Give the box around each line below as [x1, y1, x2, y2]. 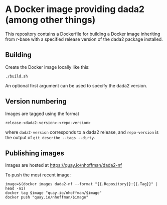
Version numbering [5, 97, 67, 106]
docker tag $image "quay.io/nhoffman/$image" [5, 190, 102, 195]
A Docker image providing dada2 [5, 4, 144, 15]
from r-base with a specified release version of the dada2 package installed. [5, 36, 163, 42]
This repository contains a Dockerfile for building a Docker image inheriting [5, 31, 160, 37]
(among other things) [5, 14, 96, 26]
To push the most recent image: [5, 172, 71, 178]
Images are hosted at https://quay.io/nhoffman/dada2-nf [5, 162, 122, 168]
